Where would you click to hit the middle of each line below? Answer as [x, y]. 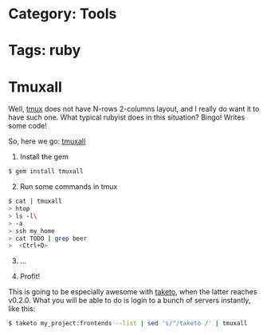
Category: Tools [63, 14]
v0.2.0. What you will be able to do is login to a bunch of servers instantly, [130, 301]
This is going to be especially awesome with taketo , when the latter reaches [133, 292]
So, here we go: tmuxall [47, 141]
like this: [22, 309]
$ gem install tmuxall [46, 171]
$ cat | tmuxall [35, 201]
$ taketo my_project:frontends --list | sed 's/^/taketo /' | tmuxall [128, 324]
